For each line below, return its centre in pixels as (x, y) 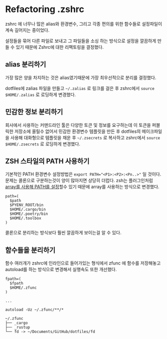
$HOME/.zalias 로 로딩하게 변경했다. (41, 95)
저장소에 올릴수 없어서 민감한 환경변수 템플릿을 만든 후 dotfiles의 (77, 131)
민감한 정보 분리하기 (34, 112)
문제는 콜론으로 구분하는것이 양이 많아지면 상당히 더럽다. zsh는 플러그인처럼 (79, 181)
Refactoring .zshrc (45, 9)
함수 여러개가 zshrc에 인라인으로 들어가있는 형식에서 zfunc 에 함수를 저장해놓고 (83, 263)
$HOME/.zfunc (23, 288)
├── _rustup (18, 327)
